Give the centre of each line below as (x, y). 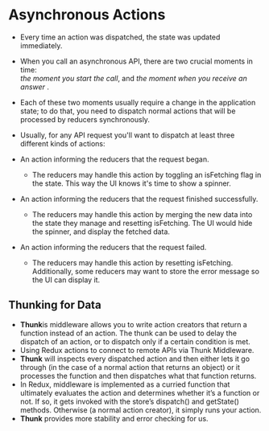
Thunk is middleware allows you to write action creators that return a (133, 324)
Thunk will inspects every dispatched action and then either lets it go (135, 359)
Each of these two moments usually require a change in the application (138, 102)
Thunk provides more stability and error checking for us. (114, 418)
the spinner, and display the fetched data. (101, 232)
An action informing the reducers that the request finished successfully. (139, 199)
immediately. (41, 45)
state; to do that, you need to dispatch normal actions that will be (128, 111)
